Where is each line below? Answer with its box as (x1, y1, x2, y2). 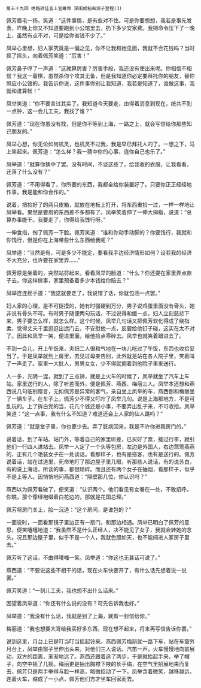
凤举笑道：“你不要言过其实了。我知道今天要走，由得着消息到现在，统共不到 (6, 100, 193, 107)
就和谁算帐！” (6, 87, 41, 94)
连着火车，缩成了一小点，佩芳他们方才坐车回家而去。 (6, 675, 138, 682)
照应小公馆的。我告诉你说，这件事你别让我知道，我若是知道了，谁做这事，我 (6, 80, 195, 87)
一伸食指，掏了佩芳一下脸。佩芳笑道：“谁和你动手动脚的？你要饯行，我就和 (6, 229, 193, 236)
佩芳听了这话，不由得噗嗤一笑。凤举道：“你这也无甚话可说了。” (6, 554, 160, 561)
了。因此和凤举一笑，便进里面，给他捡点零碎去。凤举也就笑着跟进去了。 (6, 332, 184, 339)
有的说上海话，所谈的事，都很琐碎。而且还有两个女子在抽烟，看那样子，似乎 (6, 466, 195, 472)
